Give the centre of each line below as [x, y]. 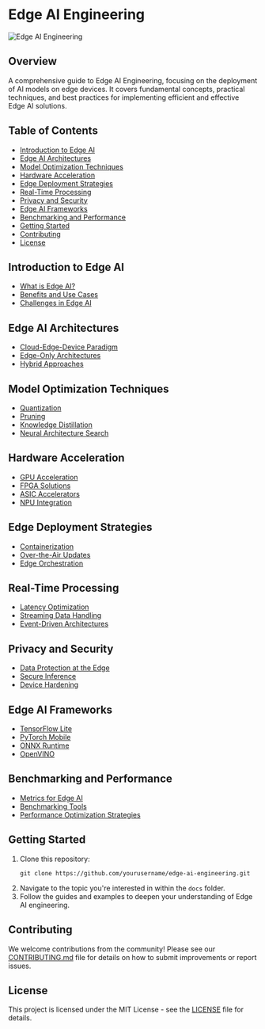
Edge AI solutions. [38, 105]
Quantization [40, 408]
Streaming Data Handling [61, 615]
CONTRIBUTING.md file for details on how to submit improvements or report [132, 957]
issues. [20, 966]
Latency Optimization [54, 607]
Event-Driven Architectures [64, 624]
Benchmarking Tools [53, 806]
